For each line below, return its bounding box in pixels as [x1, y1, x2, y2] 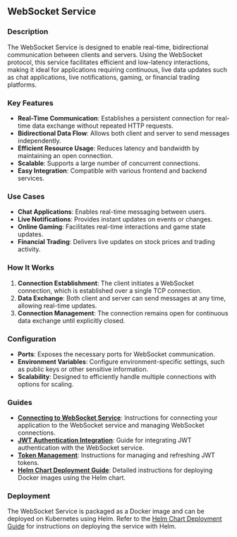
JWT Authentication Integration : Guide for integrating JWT [17, 436, 192, 445]
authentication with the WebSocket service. [17, 444, 145, 452]
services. [17, 174, 44, 182]
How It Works [7, 263, 55, 272]
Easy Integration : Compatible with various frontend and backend [17, 166, 207, 175]
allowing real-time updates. [17, 301, 97, 310]
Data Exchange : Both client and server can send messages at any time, [17, 294, 226, 302]
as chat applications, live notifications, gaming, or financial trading [7, 73, 200, 81]
